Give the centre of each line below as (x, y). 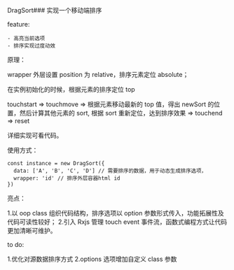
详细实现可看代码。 (35, 135)
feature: (19, 24)
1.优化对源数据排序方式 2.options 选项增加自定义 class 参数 (92, 259)
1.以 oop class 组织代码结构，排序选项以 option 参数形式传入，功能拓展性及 (116, 213)
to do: (16, 244)
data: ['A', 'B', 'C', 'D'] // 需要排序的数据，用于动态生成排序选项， (110, 171)
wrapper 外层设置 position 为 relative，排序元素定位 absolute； (98, 74)
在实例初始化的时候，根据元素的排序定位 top (71, 89)
